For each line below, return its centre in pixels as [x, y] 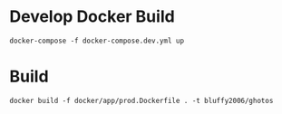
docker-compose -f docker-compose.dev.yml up [97, 41]
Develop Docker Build [92, 17]
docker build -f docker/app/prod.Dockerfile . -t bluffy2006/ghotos [141, 100]
